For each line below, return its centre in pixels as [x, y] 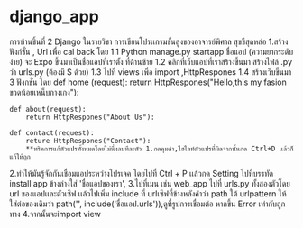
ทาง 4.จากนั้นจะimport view [55, 214]
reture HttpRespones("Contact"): [88, 141]
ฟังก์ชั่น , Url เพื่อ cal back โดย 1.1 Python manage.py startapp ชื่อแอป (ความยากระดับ [151, 51]
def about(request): [48, 109]
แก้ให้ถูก [20, 156]
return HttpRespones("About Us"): [90, 117]
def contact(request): [52, 132]
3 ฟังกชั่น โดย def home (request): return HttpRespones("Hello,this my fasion [148, 82]
